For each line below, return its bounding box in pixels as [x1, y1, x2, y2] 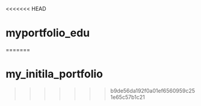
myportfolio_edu [5, 26, 90, 40]
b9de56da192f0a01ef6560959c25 [110, 87, 196, 94]
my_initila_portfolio [5, 67, 104, 81]
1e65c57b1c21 [110, 93, 145, 101]
